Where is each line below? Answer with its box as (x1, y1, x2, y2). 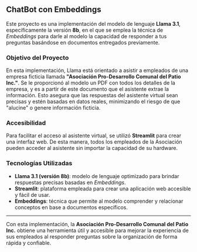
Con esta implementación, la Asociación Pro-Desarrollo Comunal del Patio (6, 220, 189, 227)
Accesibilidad (6, 119, 46, 127)
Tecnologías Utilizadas (6, 159, 73, 168)
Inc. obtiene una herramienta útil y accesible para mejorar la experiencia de (6, 227, 189, 234)
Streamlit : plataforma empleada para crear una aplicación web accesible (14, 185, 191, 192)
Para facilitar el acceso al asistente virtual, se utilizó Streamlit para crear (6, 132, 182, 139)
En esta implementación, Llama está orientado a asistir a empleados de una (6, 67, 189, 74)
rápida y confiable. (6, 239, 52, 246)
